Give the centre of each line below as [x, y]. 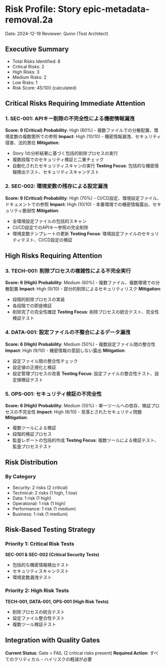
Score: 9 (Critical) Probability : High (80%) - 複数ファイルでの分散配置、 [80, 130]
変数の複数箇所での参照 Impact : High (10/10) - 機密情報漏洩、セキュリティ [85, 137]
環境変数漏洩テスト [32, 577]
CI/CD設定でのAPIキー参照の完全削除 [50, 227]
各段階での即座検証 [32, 306]
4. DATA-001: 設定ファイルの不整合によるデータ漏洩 [68, 333]
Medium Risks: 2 [29, 77]
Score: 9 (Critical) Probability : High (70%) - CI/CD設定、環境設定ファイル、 [83, 198]
